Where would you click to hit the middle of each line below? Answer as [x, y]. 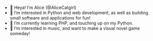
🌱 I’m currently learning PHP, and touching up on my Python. [71, 23]
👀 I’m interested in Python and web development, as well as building [79, 13]
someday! [20, 33]
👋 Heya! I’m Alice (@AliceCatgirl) [43, 8]
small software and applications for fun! [50, 18]
